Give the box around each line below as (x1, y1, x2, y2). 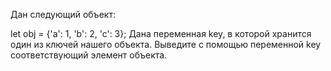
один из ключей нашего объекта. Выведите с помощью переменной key (10, 39, 322, 50)
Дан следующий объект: (10, 9, 116, 20)
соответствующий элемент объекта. (10, 49, 168, 61)
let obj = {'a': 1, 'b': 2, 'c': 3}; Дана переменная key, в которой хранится (10, 28, 312, 39)
